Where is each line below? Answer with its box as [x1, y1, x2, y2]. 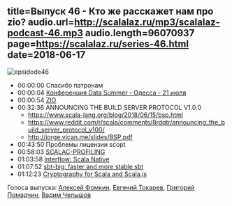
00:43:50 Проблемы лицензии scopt [17, 140, 126, 148]
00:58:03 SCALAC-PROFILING [17, 148, 106, 156]
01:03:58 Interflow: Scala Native [17, 154, 110, 163]
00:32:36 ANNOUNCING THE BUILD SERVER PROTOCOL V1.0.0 [17, 103, 201, 111]
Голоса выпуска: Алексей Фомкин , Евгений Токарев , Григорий [7, 183, 195, 191]
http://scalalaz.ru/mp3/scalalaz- [74, 17, 220, 29]
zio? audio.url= [7, 17, 75, 29]
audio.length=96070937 [85, 27, 195, 39]
